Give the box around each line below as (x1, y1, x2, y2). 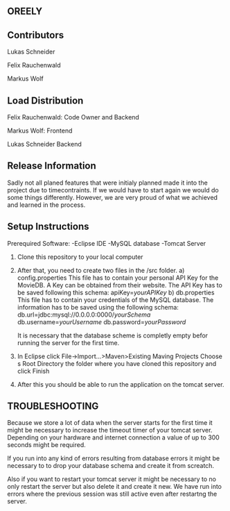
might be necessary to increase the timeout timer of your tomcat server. (7, 426, 213, 435)
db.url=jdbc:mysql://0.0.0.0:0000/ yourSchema (17, 310, 151, 319)
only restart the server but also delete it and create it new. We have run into (7, 483, 222, 491)
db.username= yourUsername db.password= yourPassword (17, 317, 186, 326)
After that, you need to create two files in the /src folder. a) (17, 266, 185, 274)
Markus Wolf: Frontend (7, 126, 73, 135)
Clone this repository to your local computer (17, 253, 143, 261)
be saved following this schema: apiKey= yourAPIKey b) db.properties (17, 288, 215, 296)
